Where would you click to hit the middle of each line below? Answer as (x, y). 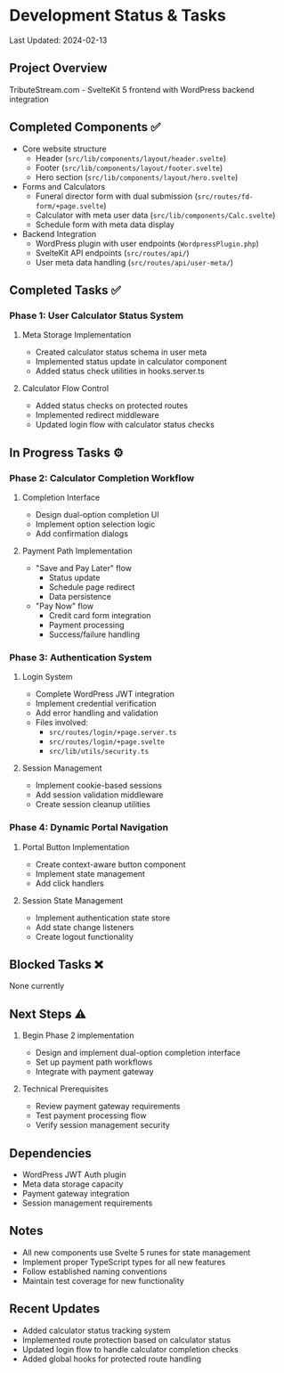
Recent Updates (55, 1309)
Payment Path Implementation (77, 551)
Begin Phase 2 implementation (78, 1035)
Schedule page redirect (92, 587)
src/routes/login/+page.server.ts (113, 733)
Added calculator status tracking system (96, 1330)
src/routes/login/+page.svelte (106, 742)
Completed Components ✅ (85, 127)
